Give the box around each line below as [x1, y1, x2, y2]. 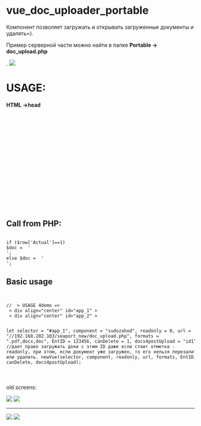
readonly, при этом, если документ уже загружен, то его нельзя [6, 349, 170, 355]
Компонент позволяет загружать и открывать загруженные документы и [6, 23, 194, 31]
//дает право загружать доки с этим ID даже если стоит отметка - [6, 343, 175, 349]
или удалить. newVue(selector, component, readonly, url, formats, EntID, [6, 354, 197, 360]
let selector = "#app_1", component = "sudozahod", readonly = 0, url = [6, 328, 191, 334]
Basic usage [6, 277, 53, 287]
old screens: [6, 384, 37, 391]
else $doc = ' [6, 255, 44, 261]
